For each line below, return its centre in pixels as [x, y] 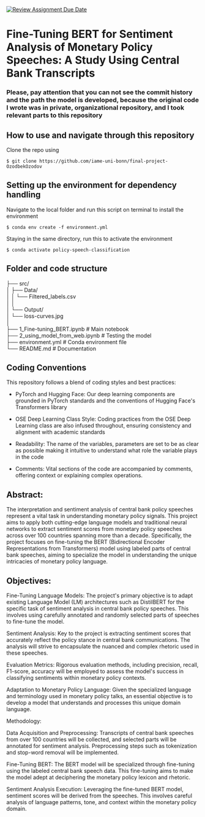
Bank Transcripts [51, 73]
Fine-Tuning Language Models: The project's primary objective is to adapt [100, 595]
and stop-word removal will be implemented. [63, 752]
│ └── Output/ [25, 309]
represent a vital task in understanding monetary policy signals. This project [102, 516]
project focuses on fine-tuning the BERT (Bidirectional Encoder [86, 542]
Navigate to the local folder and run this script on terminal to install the [95, 209]
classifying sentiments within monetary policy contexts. [76, 677]
